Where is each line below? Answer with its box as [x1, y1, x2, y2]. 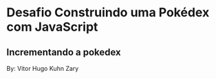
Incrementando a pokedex [6, 46, 121, 58]
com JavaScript [6, 19, 98, 35]
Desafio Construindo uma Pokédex [6, 5, 210, 20]
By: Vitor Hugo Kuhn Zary [6, 65, 79, 72]
